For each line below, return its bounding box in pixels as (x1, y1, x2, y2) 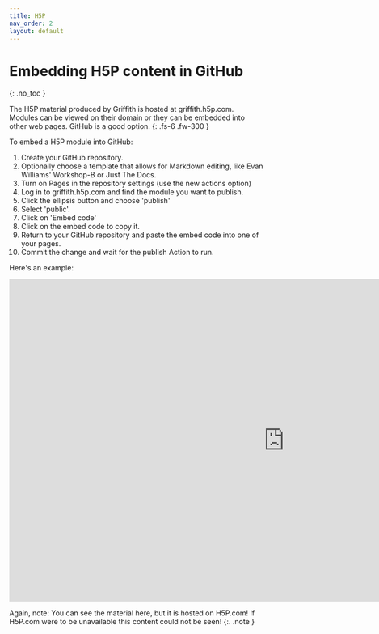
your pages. (20, 239, 61, 249)
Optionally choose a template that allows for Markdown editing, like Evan (20, 161, 263, 171)
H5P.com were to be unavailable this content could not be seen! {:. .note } (9, 617, 255, 627)
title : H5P (9, 11, 46, 20)
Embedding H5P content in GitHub (9, 62, 244, 80)
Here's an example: (9, 263, 74, 273)
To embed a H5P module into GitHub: (9, 137, 133, 147)
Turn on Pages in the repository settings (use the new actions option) (20, 179, 252, 189)
